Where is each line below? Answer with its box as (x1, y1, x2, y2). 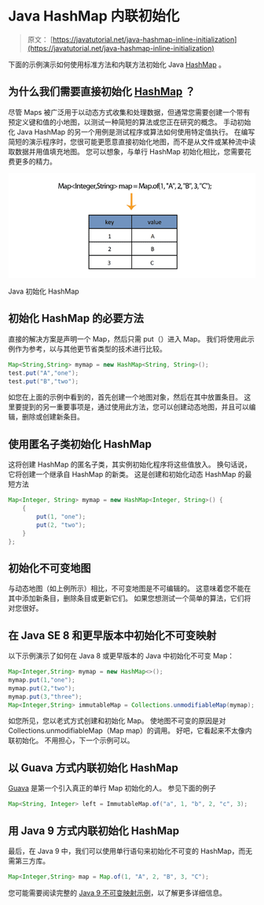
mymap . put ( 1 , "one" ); (8, 676, 76, 684)
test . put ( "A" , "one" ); (8, 369, 79, 377)
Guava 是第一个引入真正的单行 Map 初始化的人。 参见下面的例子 (8, 784, 216, 793)
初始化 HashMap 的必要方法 (8, 312, 144, 325)
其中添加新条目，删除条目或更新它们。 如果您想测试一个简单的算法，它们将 (8, 593, 251, 603)
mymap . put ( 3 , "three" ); (8, 693, 82, 700)
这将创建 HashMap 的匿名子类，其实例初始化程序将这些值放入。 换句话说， (8, 460, 251, 469)
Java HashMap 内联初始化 (8, 7, 180, 25)
